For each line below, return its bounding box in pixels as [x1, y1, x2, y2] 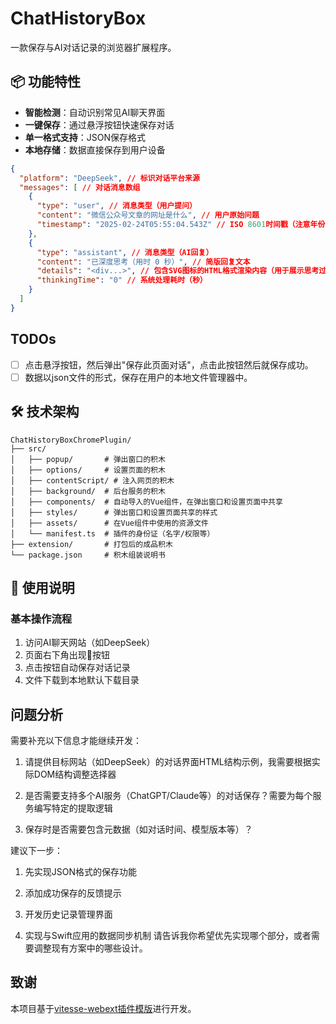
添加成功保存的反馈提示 [24, 887, 122, 899]
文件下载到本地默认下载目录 [24, 674, 140, 686]
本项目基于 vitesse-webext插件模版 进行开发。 [10, 1002, 197, 1014]
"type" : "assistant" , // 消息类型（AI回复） [36, 247, 214, 257]
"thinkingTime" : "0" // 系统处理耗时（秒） [36, 275, 208, 286]
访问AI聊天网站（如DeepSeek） [24, 637, 156, 649]
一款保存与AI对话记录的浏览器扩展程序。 [10, 41, 177, 53]
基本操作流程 [10, 612, 73, 626]
